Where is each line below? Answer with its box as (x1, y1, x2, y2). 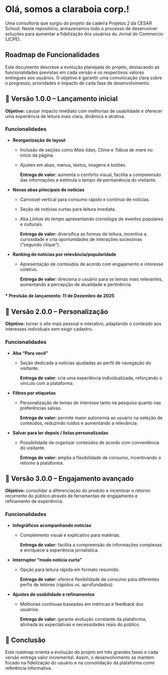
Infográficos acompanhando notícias (12, 522, 92, 528)
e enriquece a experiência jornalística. (20, 547, 99, 553)
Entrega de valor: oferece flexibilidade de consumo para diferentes (20, 576, 159, 582)
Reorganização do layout (12, 137, 66, 143)
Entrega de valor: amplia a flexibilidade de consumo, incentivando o (20, 454, 161, 460)
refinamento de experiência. (5, 498, 64, 504)
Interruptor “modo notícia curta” (12, 557, 82, 563)
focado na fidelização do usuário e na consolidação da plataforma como (5, 660, 155, 666)
